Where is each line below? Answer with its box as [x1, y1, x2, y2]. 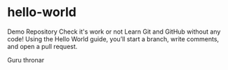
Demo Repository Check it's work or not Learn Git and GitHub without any [7, 27, 221, 36]
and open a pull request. [7, 42, 78, 50]
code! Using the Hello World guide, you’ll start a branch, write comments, [7, 34, 220, 43]
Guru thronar [7, 55, 44, 64]
